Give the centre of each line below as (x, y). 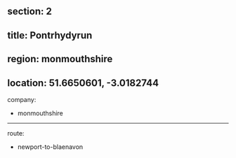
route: (16, 133)
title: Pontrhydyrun (50, 35)
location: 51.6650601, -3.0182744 (83, 83)
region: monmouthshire (60, 59)
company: (22, 99)
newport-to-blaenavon (50, 147)
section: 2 (30, 12)
